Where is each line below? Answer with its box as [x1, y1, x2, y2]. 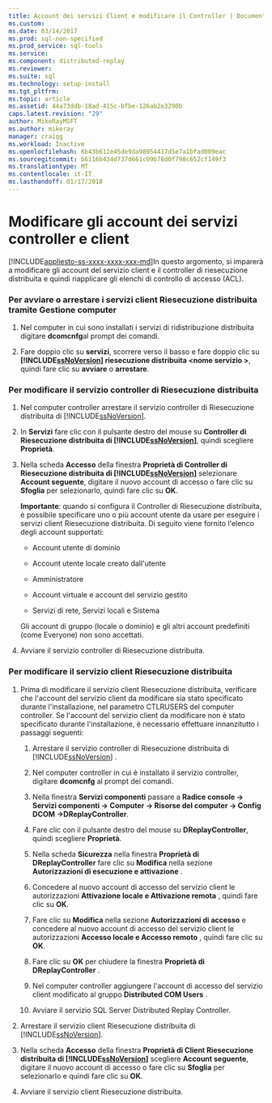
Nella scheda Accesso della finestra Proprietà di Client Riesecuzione [19, 1045, 253, 1054]
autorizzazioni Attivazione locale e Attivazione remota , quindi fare [32, 891, 258, 900]
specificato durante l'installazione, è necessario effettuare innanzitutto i [19, 719, 259, 729]
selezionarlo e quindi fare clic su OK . [19, 1071, 143, 1080]
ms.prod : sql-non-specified [8, 34, 104, 43]
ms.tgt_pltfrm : [8, 87, 60, 96]
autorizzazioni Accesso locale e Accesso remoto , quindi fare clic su [32, 932, 263, 942]
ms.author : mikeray [8, 125, 74, 133]
